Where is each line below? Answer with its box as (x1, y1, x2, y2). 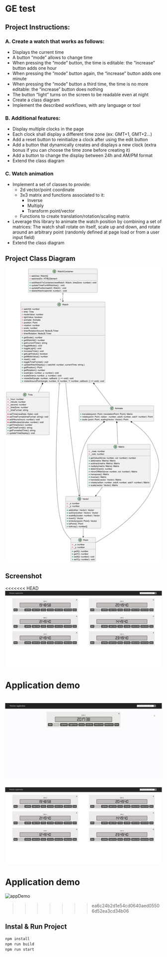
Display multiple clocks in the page (12, 126, 84, 132)
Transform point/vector (27, 208, 75, 214)
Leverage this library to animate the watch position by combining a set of (12, 219, 162, 225)
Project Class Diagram (5, 254, 76, 262)
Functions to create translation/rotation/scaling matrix (19, 213, 130, 220)
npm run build (5, 942, 35, 947)
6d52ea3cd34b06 (91, 908, 129, 914)
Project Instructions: (5, 23, 71, 31)
